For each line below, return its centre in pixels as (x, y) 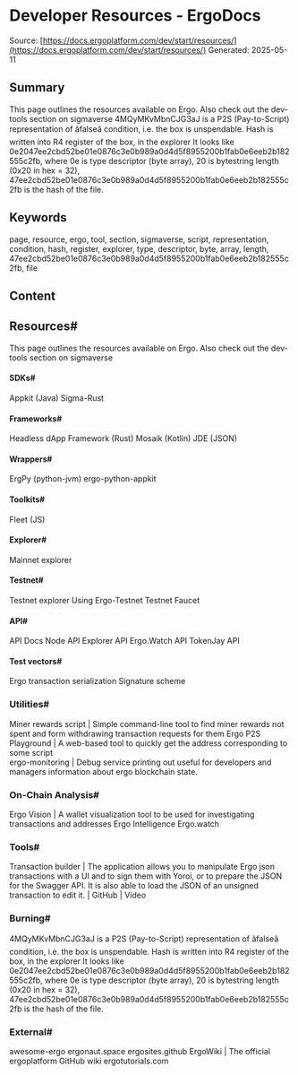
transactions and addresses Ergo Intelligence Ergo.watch (115, 824)
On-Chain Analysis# (55, 794)
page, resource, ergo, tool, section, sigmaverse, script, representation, (139, 239)
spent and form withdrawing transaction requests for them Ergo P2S (135, 733)
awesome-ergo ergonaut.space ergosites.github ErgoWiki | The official (140, 1051)
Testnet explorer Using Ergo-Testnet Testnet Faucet (104, 600)
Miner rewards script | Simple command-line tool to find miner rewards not (147, 724)
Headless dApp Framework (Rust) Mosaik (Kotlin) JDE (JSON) (123, 438)
